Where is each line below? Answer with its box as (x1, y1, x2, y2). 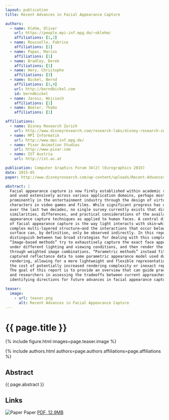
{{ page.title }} (5, 322, 67, 333)
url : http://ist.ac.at (14, 156, 62, 161)
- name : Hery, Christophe (10, 68, 64, 73)
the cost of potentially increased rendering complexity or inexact (10, 263, 156, 268)
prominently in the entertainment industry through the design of (10, 198, 152, 203)
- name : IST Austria (10, 152, 53, 157)
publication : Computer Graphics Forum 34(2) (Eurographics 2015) (5, 165, 145, 170)
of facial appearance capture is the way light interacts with (10, 221, 145, 226)
